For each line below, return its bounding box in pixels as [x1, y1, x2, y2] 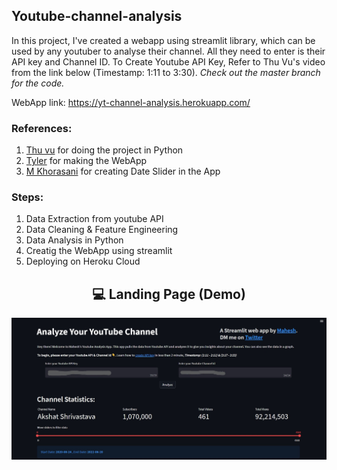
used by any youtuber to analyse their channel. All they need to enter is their [11, 45, 326, 57]
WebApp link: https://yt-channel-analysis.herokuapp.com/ [11, 96, 251, 108]
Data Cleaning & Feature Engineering [25, 224, 179, 236]
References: [11, 121, 73, 135]
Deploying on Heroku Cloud [25, 255, 141, 268]
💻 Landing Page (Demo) [92, 285, 246, 303]
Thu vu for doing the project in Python [25, 144, 184, 156]
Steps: [11, 190, 44, 204]
